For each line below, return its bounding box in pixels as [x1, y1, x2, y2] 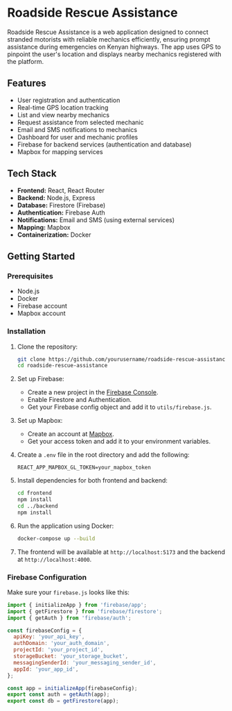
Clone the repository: [17, 342, 78, 351]
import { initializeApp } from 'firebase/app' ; [7, 601, 148, 608]
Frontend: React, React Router [17, 186, 105, 194]
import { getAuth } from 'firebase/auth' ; [7, 614, 132, 621]
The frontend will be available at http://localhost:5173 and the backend [17, 547, 225, 556]
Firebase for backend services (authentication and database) [17, 140, 192, 149]
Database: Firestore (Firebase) [17, 201, 106, 209]
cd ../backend [17, 503, 58, 510]
